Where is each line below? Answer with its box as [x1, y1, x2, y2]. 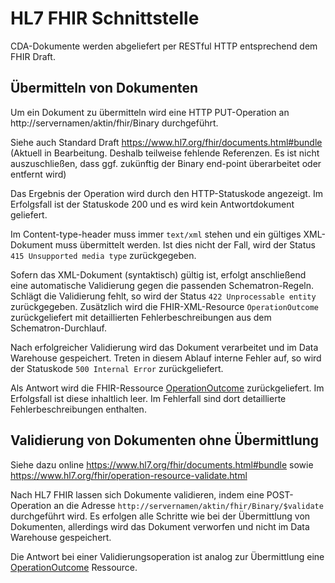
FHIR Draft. [10, 50, 56, 62]
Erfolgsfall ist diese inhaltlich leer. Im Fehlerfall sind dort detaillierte [10, 392, 287, 404]
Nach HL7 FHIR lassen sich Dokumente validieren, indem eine [10, 488, 265, 501]
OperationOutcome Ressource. [10, 561, 138, 573]
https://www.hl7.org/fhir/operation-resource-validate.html [10, 469, 248, 481]
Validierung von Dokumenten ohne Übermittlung [10, 432, 320, 449]
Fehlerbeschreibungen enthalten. [10, 403, 147, 415]
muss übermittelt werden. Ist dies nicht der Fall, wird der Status [54, 238, 316, 251]
